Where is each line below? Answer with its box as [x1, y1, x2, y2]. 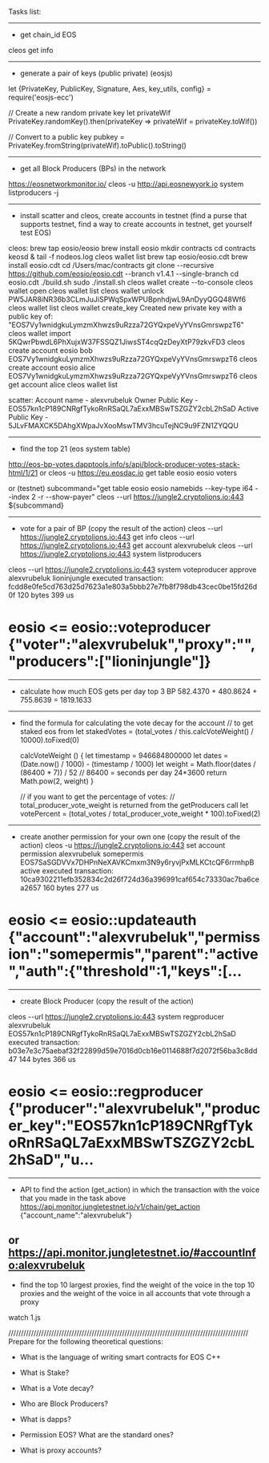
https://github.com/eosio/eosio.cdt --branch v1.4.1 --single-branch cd [8, 269, 239, 278]
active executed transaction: [19, 865, 114, 875]
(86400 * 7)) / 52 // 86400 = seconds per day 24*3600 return [19, 768, 227, 777]
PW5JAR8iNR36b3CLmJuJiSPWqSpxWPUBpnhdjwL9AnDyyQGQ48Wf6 [8, 294, 247, 304]
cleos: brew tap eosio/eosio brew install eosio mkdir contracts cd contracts [8, 244, 256, 253]
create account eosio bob [8, 346, 94, 355]
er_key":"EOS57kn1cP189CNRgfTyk [8, 1116, 254, 1135]
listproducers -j [8, 188, 59, 197]
